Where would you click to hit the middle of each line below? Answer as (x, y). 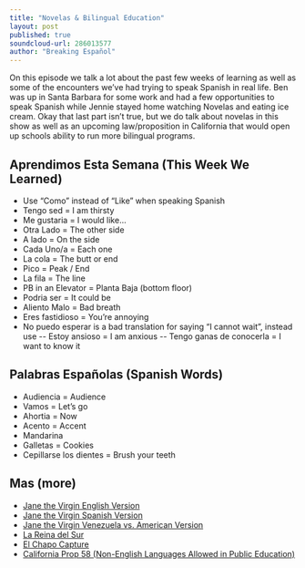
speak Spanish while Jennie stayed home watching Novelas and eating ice (149, 107)
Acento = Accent (54, 426)
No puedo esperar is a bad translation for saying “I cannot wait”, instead (158, 326)
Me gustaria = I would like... (74, 220)
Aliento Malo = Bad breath (71, 307)
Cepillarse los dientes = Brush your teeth (99, 454)
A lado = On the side (61, 239)
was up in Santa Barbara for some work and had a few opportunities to (142, 98)
